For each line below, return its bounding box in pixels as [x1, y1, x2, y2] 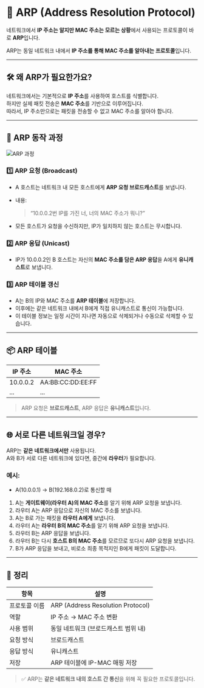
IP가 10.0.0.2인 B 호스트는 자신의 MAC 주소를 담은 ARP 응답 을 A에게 [15, 256, 177, 264]
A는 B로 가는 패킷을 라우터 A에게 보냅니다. [15, 514, 115, 522]
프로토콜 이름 [9, 602, 45, 610]
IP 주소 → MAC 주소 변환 [50, 613, 118, 622]
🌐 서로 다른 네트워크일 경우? [6, 429, 106, 440]
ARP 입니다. [12, 33, 41, 41]
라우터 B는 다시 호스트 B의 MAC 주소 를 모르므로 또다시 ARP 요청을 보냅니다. [15, 537, 195, 544]
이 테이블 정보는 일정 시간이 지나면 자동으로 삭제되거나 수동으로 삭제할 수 [15, 312, 187, 320]
